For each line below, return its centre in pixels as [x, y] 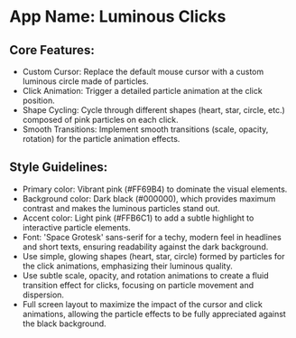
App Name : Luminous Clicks [118, 17]
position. [39, 100]
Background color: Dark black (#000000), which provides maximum [149, 198]
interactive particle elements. [76, 227]
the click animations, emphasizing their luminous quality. [127, 266]
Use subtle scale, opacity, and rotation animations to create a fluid [145, 275]
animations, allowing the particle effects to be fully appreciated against [154, 314]
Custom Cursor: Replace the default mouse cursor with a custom [143, 71]
